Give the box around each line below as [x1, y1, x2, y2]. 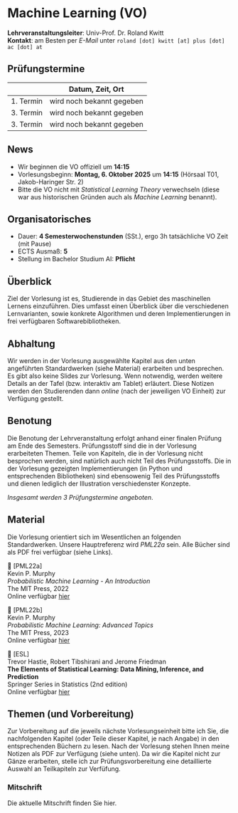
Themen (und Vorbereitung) [7, 708, 134, 720]
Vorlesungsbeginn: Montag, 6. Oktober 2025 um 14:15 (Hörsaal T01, [17, 169, 220, 179]
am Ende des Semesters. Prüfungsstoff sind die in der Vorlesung [7, 441, 197, 450]
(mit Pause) [17, 240, 52, 248]
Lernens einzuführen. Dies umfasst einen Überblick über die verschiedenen [7, 302, 229, 310]
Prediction [7, 672, 39, 681]
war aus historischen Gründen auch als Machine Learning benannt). [17, 192, 217, 201]
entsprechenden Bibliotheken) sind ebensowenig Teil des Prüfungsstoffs [7, 471, 220, 480]
